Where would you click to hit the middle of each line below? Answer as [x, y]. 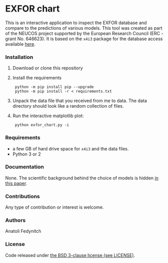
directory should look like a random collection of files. [68, 106]
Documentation [25, 167]
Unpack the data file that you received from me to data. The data [80, 101]
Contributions [23, 196]
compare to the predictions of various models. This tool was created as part [84, 28]
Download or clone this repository [48, 68]
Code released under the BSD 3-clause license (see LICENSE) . [70, 255]
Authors [16, 220]
